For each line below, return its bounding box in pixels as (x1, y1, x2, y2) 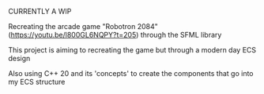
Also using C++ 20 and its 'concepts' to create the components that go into (8, 69, 255, 78)
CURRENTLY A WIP (8, 7, 72, 16)
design (8, 54, 31, 63)
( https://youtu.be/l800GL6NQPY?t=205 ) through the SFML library (8, 31, 222, 39)
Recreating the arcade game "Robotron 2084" (8, 22, 158, 31)
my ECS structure (8, 78, 66, 86)
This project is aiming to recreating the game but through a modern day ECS (8, 45, 257, 54)
